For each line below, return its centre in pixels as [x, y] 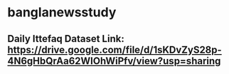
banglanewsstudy [62, 12]
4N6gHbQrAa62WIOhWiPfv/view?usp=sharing [114, 61]
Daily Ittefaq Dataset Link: [66, 39]
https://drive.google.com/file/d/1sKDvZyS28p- [114, 49]
